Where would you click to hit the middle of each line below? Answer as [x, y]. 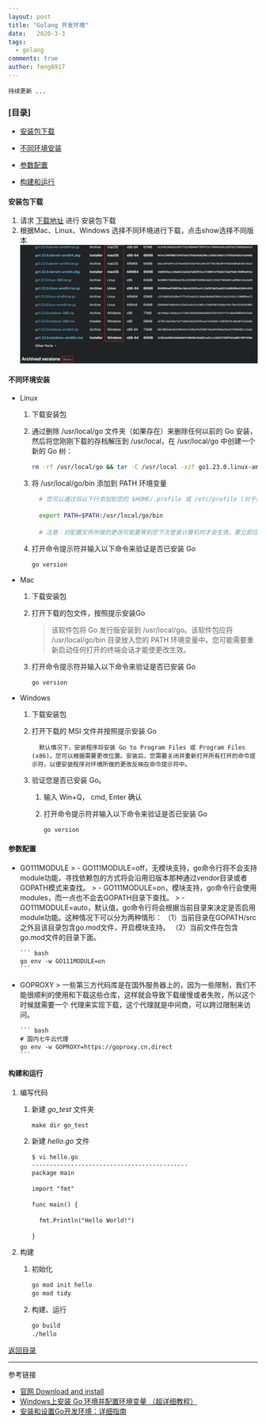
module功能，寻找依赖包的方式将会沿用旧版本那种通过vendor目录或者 [133, 877]
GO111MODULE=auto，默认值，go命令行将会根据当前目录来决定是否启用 [137, 907]
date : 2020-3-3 [37, 33]
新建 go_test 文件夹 [63, 1110]
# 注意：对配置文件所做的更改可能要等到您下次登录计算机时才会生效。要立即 [145, 533]
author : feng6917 [37, 67]
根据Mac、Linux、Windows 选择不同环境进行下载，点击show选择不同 [133, 231]
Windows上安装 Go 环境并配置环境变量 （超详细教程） [108, 1401]
